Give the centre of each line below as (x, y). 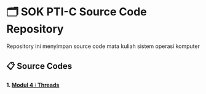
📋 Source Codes (39, 66)
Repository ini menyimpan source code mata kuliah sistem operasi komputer (103, 46)
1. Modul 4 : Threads (33, 85)
